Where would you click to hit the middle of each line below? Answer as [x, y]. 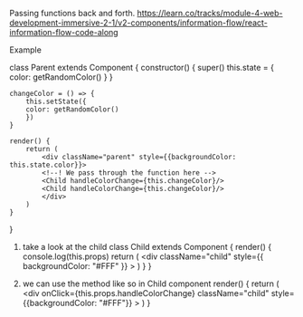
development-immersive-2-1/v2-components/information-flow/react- [139, 23]
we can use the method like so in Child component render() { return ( [151, 283]
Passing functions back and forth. [72, 13]
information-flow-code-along [64, 32]
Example [26, 50]
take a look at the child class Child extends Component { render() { [147, 247]
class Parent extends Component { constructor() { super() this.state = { [142, 67]
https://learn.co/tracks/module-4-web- [210, 13]
